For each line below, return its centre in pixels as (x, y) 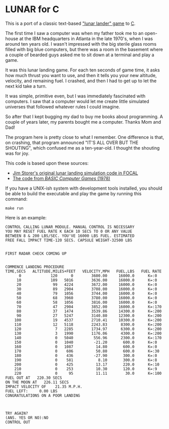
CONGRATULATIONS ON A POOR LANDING (43, 396)
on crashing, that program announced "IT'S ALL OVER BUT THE (72, 142)
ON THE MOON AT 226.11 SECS (37, 382)
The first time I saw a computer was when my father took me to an (74, 33)
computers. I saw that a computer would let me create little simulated (77, 101)
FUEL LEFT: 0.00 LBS (31, 391)
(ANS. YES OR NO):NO (27, 418)
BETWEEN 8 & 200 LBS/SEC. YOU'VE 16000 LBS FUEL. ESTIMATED (70, 236)
